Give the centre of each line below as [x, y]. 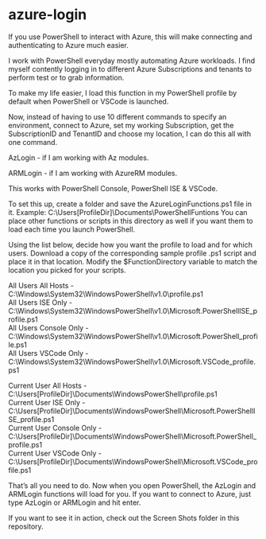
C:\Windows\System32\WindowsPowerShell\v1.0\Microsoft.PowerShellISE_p [133, 311]
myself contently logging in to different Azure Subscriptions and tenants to [130, 68]
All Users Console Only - [48, 327]
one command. [33, 142]
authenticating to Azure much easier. [69, 45]
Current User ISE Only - [47, 402]
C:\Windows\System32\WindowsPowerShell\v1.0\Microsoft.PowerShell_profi [133, 336]
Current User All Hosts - [48, 385]
